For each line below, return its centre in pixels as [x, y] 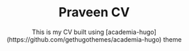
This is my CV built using [68, 32]
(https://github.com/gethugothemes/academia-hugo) [84, 39]
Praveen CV [94, 12]
